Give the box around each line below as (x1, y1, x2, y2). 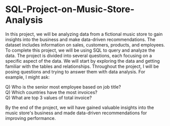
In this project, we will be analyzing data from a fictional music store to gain (5, 31, 163, 37)
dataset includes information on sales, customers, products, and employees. (5, 41, 165, 48)
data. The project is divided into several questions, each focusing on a (5, 52, 152, 59)
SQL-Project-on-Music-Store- (5, 4, 134, 15)
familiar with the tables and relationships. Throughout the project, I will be (5, 63, 159, 69)
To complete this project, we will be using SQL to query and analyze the (5, 47, 155, 53)
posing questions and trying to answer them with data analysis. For (5, 68, 146, 74)
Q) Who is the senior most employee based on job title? (5, 83, 121, 90)
